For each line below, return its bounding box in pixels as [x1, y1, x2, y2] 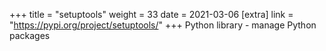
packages [9, 30, 51, 41]
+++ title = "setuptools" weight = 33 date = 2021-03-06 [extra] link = [9, 9, 294, 20]
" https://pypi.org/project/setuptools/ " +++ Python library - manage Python [9, 19, 317, 31]
